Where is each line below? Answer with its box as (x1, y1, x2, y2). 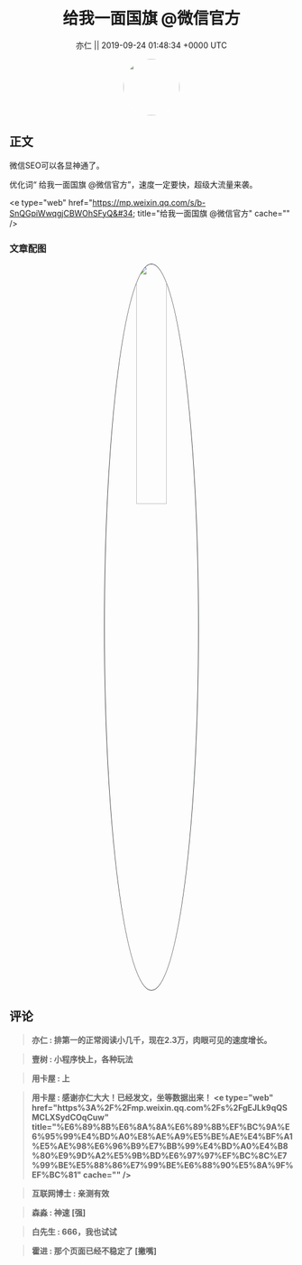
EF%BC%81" (31, 1169, 82, 1180)
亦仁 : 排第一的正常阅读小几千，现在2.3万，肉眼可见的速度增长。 (31, 1034, 272, 1045)
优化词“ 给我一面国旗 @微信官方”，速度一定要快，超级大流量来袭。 (9, 179, 258, 189)
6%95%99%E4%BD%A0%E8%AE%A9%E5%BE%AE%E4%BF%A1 (31, 1131, 293, 1141)
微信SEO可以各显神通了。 (9, 160, 105, 171)
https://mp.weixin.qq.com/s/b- (92, 197, 206, 208)
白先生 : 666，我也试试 (31, 1226, 117, 1237)
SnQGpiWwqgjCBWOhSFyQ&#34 (9, 208, 133, 218)
